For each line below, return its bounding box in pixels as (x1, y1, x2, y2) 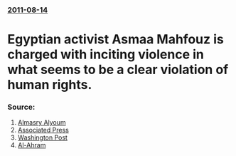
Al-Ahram (17, 141, 46, 150)
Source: (7, 102, 36, 112)
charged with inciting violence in (7, 46, 205, 63)
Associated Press (17, 126, 69, 135)
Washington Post (17, 133, 68, 142)
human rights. (7, 77, 92, 93)
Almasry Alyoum (17, 118, 66, 127)
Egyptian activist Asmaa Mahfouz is (7, 31, 224, 48)
